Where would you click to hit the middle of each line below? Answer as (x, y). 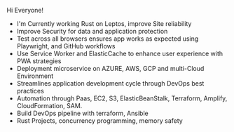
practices (30, 91)
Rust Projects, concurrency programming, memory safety (99, 121)
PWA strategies (39, 61)
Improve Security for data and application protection (92, 31)
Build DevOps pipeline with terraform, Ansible (82, 113)
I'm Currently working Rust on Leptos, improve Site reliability (104, 24)
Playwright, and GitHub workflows (66, 46)
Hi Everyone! (25, 10)
